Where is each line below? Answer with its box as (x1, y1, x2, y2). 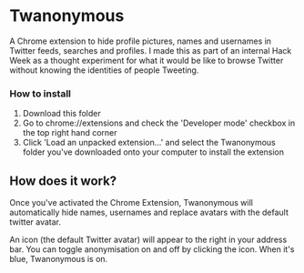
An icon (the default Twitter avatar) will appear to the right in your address (9, 234, 288, 246)
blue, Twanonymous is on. (9, 254, 108, 265)
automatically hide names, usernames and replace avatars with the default (9, 207, 289, 218)
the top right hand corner (22, 127, 117, 138)
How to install (9, 87, 71, 100)
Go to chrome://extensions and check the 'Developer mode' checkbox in (22, 117, 296, 128)
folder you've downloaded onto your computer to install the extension (22, 147, 285, 157)
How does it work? (9, 173, 117, 188)
